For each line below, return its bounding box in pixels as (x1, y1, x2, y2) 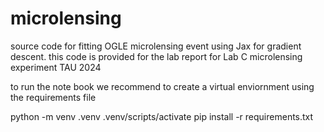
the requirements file (10, 91, 97, 103)
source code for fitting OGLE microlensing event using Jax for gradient (10, 40, 302, 52)
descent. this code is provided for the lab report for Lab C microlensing (10, 50, 303, 62)
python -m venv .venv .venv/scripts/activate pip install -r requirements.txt (10, 110, 314, 122)
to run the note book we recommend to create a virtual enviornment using (10, 80, 315, 92)
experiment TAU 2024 (10, 61, 102, 73)
